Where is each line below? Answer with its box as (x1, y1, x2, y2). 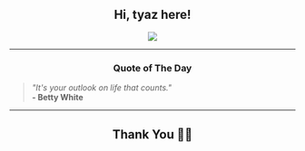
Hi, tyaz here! (113, 7, 192, 23)
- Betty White (31, 92, 84, 103)
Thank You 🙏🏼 (112, 127, 193, 142)
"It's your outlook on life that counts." (31, 82, 172, 93)
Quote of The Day (113, 61, 192, 74)
